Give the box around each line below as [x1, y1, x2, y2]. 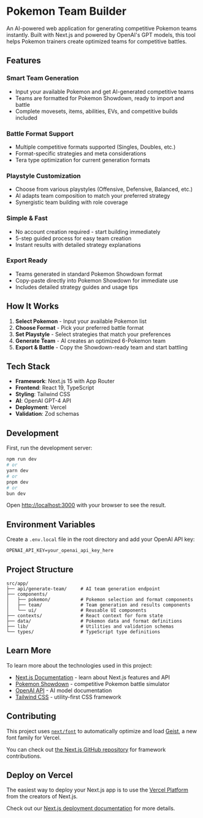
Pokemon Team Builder [6, 4, 127, 18]
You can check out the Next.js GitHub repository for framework [6, 746, 166, 753]
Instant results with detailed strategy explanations [15, 241, 141, 248]
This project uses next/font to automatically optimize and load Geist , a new [6, 727, 197, 734]
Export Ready [6, 256, 48, 265]
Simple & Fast [6, 214, 48, 222]
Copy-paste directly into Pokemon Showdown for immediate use [15, 276, 178, 284]
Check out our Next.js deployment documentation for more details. [6, 804, 175, 812]
